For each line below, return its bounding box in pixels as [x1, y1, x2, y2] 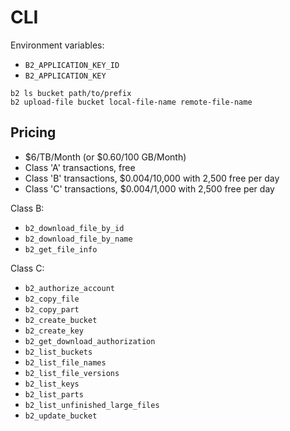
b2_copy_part [24, 304, 80, 315]
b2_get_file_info [24, 244, 98, 255]
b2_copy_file [24, 294, 80, 304]
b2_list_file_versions [24, 368, 120, 378]
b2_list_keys [24, 379, 80, 389]
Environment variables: [10, 39, 105, 51]
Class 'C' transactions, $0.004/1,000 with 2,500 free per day [24, 182, 275, 195]
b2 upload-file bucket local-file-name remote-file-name [10, 97, 253, 107]
